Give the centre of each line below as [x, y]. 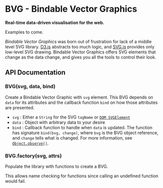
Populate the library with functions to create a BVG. [57, 166]
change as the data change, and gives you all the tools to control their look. [81, 57]
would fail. [15, 181]
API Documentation [35, 73]
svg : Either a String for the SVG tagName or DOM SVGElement [71, 117]
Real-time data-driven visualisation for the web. [55, 23]
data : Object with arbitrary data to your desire [59, 122]
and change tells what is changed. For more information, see [72, 138]
